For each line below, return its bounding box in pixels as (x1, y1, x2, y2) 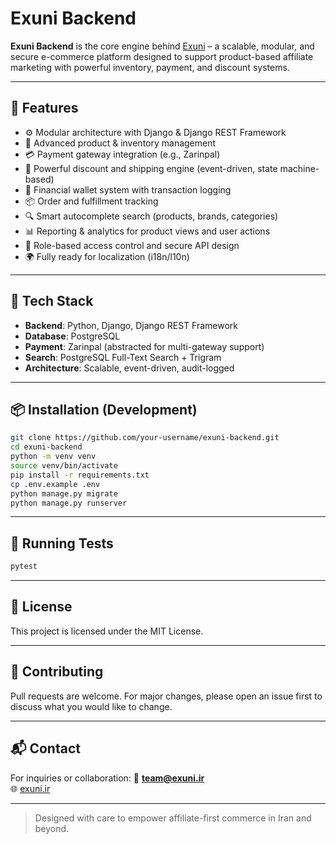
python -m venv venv (10, 452, 97, 462)
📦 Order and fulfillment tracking (24, 195, 159, 207)
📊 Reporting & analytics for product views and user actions (24, 225, 271, 237)
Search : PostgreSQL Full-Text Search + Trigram (24, 351, 222, 363)
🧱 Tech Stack (10, 293, 94, 310)
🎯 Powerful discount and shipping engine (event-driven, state (24, 162, 278, 174)
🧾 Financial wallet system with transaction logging (24, 183, 232, 196)
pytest (10, 562, 38, 572)
